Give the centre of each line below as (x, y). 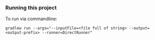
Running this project (31, 8)
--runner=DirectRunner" (67, 33)
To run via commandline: (31, 19)
